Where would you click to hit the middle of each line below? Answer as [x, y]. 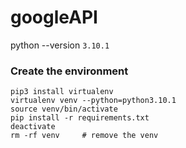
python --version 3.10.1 [60, 45]
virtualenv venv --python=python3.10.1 [93, 101]
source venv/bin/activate [64, 109]
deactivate [33, 127]
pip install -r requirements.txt [80, 118]
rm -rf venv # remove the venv [84, 136]
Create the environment [69, 71]
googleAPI [54, 17]
